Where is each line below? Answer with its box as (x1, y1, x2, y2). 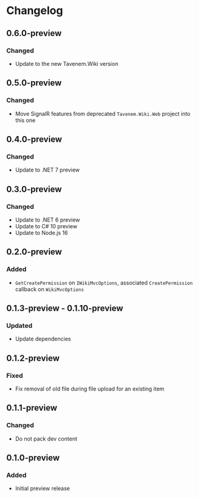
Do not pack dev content (15, 435, 77, 442)
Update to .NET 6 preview (15, 216, 80, 223)
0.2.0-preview (6, 247, 62, 257)
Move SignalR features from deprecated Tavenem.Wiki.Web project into (15, 110, 190, 117)
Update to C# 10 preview (15, 222, 78, 229)
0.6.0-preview (6, 28, 62, 38)
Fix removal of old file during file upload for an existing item (15, 385, 164, 392)
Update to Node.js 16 (15, 229, 68, 236)
